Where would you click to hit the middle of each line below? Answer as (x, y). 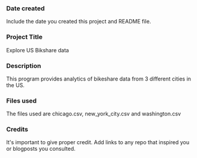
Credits (17, 129)
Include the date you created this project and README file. (79, 22)
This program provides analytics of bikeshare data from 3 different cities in (98, 79)
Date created (26, 8)
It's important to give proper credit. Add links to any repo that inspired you (98, 142)
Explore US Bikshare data (38, 50)
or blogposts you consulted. (41, 149)
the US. (16, 85)
